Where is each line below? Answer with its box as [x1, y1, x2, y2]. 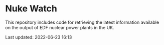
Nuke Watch [5, 3, 58, 14]
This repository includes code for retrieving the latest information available [5, 19, 159, 25]
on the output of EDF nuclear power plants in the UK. [5, 24, 114, 30]
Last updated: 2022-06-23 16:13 [5, 34, 72, 40]
